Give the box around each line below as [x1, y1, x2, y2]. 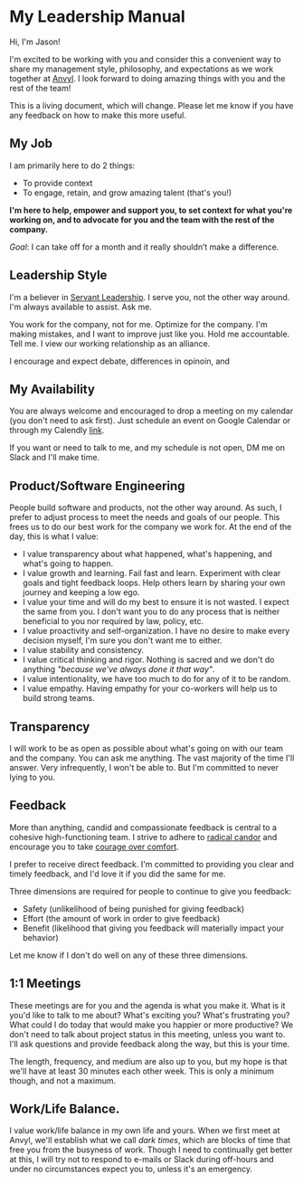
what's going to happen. [22, 558, 114, 569]
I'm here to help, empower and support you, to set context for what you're [9, 204, 293, 215]
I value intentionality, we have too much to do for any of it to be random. [22, 674, 291, 685]
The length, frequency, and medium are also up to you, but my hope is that [9, 1055, 288, 1066]
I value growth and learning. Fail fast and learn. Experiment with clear [22, 568, 281, 579]
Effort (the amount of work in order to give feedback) [22, 913, 221, 923]
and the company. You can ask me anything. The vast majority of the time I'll [9, 752, 295, 763]
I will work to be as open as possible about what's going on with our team [9, 743, 283, 753]
